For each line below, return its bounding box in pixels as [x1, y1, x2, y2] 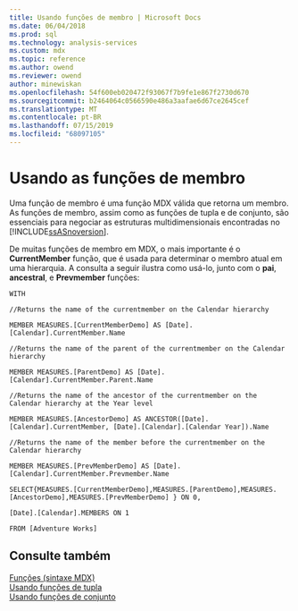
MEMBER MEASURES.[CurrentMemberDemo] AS [9, 320, 162, 329]
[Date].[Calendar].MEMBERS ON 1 [9, 508, 129, 517]
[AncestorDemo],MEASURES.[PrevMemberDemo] [9, 493, 170, 502]
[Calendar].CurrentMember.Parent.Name [9, 375, 153, 385]
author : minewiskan [9, 80, 82, 89]
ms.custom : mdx [9, 47, 66, 55]
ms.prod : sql [9, 30, 58, 38]
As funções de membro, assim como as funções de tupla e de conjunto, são [9, 207, 290, 217]
